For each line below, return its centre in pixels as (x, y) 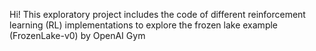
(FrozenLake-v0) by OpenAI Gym (77, 35)
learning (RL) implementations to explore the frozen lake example (144, 25)
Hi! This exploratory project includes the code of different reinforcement (157, 14)
